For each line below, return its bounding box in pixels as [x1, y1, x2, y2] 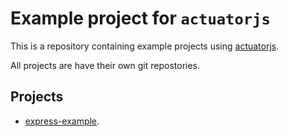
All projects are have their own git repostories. [10, 59, 201, 71]
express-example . [24, 115, 100, 127]
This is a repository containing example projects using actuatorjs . [10, 40, 280, 52]
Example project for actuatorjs [10, 7, 271, 30]
